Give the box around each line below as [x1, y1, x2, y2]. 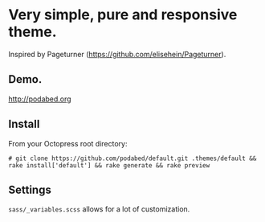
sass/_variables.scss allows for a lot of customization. [8, 204, 190, 214]
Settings [8, 183, 52, 196]
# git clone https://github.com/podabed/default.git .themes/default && [8, 154, 257, 162]
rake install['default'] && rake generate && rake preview [8, 161, 210, 170]
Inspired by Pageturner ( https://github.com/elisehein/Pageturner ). [8, 49, 226, 59]
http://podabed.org [8, 94, 71, 104]
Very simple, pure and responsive [8, 6, 238, 24]
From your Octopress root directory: [8, 138, 128, 148]
